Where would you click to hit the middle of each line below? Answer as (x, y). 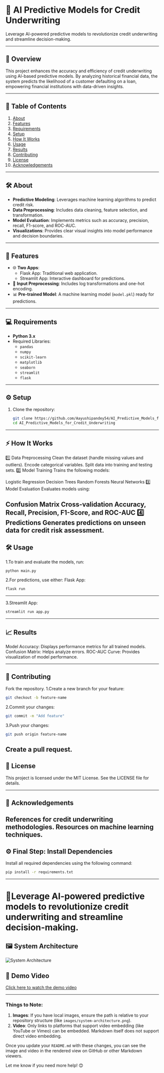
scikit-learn (33, 357)
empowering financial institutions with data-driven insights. (65, 86)
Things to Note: (24, 1005)
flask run (16, 589)
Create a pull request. (39, 749)
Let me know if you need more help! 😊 (45, 1066)
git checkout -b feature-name (36, 698)
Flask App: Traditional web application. (59, 273)
